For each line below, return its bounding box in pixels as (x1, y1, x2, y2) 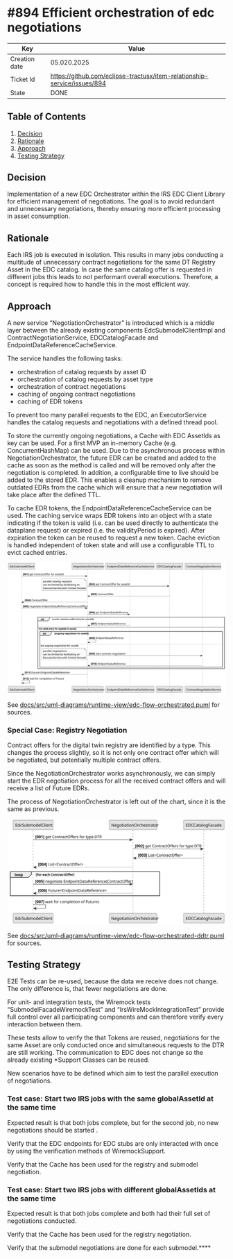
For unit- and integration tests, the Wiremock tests (7, 998, 151, 1006)
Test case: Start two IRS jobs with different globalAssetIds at (7, 1185, 216, 1194)
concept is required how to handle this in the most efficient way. (7, 280, 191, 289)
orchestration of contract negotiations (17, 382, 126, 390)
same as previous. (7, 804, 60, 813)
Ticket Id (10, 75, 35, 84)
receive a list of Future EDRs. (7, 783, 90, 792)
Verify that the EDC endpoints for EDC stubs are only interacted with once (7, 1139, 218, 1147)
